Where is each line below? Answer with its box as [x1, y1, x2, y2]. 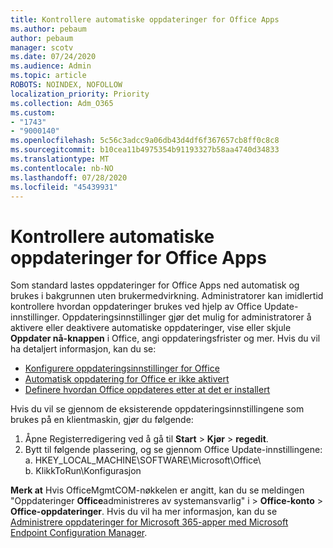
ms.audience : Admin [10, 61, 92, 71]
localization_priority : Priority [10, 89, 150, 99]
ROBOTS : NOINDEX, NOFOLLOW [10, 80, 123, 90]
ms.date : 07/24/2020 [10, 52, 97, 62]
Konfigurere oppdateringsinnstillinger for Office [24, 362, 220, 375]
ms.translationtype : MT [10, 154, 110, 164]
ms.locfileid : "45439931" [10, 182, 118, 192]
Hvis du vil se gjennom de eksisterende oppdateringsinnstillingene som [10, 403, 305, 415]
